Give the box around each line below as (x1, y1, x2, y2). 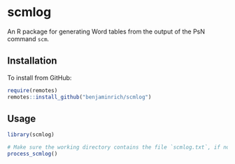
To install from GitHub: (7, 73, 72, 82)
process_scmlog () (7, 151, 58, 158)
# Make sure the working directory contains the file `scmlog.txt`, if (7, 144, 220, 151)
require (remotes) (7, 87, 58, 94)
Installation (7, 55, 57, 67)
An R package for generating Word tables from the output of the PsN (7, 27, 205, 36)
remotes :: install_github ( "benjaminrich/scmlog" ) (7, 94, 152, 100)
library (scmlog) (7, 131, 55, 138)
